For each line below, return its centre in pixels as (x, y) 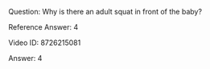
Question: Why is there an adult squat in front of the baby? (105, 12)
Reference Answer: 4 (43, 27)
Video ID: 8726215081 (45, 43)
